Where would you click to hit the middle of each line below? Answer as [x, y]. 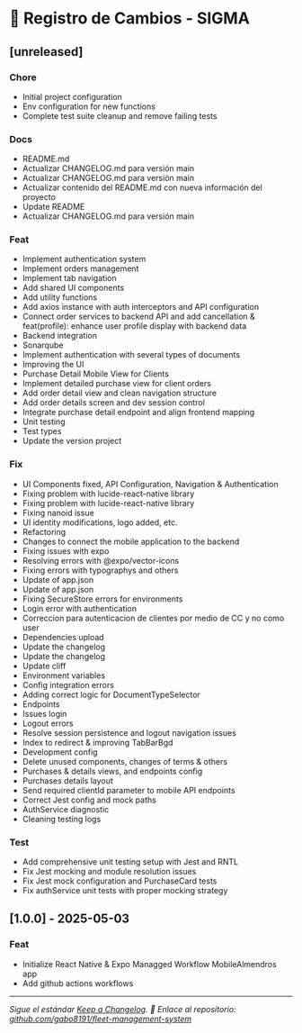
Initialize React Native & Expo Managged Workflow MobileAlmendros [149, 964]
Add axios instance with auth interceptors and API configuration [140, 307]
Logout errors [48, 723]
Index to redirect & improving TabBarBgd [98, 742]
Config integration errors [68, 684]
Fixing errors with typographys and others [100, 570]
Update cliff [44, 666]
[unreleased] [46, 52]
